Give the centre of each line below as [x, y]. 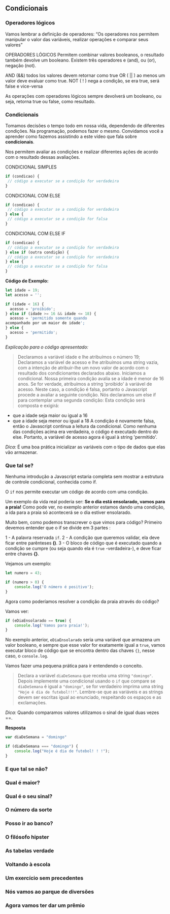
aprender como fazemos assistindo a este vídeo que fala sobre [71, 136]
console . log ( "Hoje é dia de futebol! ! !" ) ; [62, 751]
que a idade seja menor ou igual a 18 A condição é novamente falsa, [84, 421]
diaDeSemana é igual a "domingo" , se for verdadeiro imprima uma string [90, 687]
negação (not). [21, 65]
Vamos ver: [17, 611]
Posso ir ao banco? [29, 823]
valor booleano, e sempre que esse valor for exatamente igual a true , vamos [85, 645]
